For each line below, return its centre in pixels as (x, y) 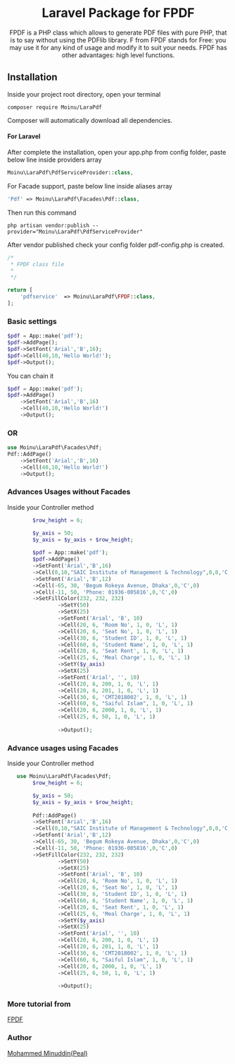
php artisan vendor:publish (49, 225)
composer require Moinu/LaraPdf (55, 107)
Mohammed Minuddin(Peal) (47, 1053)
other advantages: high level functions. (118, 55)
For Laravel (24, 136)
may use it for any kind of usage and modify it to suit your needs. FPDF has (118, 47)
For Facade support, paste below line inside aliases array (90, 186)
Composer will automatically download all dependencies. (90, 120)
